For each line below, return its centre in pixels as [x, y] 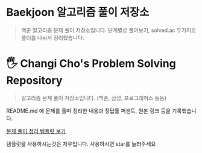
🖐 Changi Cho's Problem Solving [91, 64]
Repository [34, 80]
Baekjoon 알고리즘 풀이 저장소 [78, 12]
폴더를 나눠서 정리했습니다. [52, 37]
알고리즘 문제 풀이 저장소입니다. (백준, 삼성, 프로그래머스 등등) [94, 98]
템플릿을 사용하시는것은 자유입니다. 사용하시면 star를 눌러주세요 [81, 144]
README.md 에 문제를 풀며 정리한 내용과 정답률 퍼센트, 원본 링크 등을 [88, 111]
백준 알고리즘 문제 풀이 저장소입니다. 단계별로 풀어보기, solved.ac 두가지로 [109, 30]
